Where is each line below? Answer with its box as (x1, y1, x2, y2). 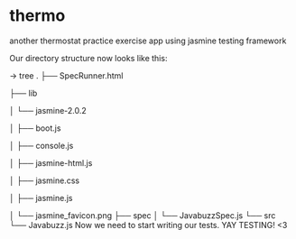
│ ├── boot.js (9, 123, 61, 133)
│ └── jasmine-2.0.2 (9, 105, 88, 115)
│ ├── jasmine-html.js (9, 157, 93, 168)
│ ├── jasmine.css (9, 175, 79, 186)
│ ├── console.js (9, 140, 74, 151)
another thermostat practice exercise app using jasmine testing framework (9, 35, 287, 46)
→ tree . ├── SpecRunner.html (9, 69, 124, 81)
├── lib (9, 87, 38, 98)
